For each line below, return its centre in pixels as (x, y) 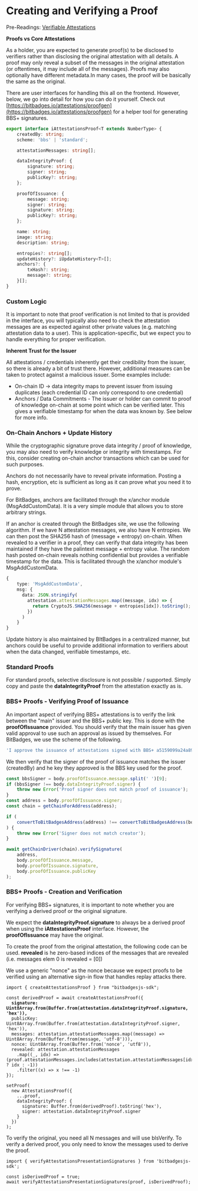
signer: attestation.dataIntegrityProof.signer (81, 1111)
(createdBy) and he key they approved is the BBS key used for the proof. (94, 768)
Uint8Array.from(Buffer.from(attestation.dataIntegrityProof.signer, (93, 1023)
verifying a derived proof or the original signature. (67, 911)
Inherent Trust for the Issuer (41, 351)
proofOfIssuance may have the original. (55, 935)
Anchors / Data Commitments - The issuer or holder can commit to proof (103, 399)
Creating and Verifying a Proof (82, 11)
